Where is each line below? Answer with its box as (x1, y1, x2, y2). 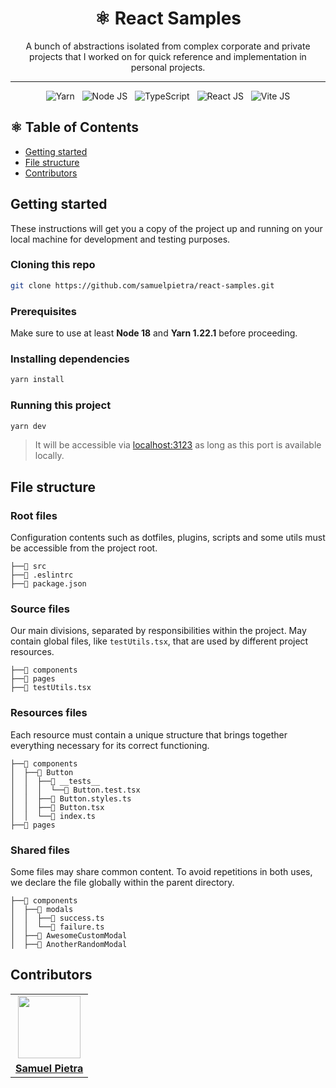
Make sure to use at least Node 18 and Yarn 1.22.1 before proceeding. (10, 327, 298, 339)
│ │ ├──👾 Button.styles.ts (10, 793, 132, 804)
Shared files (10, 843, 71, 857)
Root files (10, 508, 58, 522)
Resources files (10, 706, 88, 720)
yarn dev (10, 421, 47, 431)
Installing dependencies (10, 352, 130, 366)
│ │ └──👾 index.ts (10, 811, 97, 821)
